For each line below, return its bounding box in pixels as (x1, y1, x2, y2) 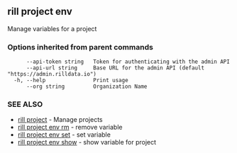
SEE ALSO (7, 99, 43, 109)
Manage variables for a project (7, 24, 97, 33)
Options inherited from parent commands (7, 42, 154, 52)
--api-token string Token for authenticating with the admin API (26, 58, 231, 66)
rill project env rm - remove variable (17, 123, 123, 132)
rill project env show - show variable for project (17, 138, 157, 147)
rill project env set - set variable (17, 130, 111, 139)
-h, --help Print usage (13, 77, 129, 84)
